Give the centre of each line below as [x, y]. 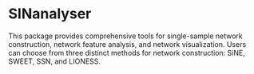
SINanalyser [50, 14]
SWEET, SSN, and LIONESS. [55, 61]
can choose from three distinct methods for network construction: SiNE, [127, 53]
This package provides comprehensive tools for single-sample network [126, 36]
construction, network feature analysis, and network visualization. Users [127, 44]
